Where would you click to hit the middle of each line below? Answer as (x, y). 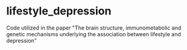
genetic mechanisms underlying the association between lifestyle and (93, 34)
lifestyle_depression (59, 11)
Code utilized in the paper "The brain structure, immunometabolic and (94, 28)
